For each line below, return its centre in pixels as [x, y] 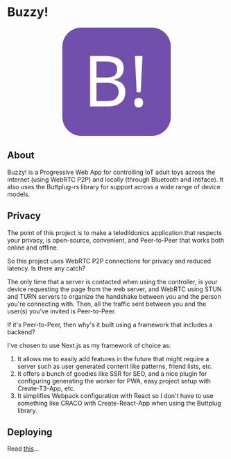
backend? [22, 332]
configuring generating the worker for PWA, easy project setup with [114, 381]
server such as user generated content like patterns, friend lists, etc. [115, 366]
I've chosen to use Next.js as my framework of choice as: [89, 345]
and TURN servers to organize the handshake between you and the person [114, 296]
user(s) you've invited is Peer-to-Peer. [62, 311]
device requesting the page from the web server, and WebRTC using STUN [114, 289]
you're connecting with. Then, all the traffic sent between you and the [107, 304]
